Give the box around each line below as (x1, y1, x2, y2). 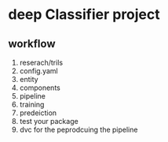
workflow (8, 37, 56, 50)
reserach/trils (19, 58, 64, 67)
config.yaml (19, 66, 58, 76)
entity (19, 75, 38, 84)
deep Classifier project (8, 6, 161, 24)
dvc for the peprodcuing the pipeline (19, 125, 138, 134)
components (19, 83, 60, 92)
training (19, 100, 45, 109)
